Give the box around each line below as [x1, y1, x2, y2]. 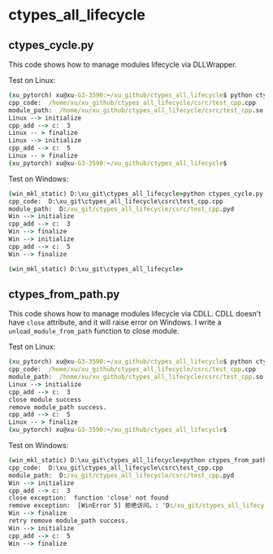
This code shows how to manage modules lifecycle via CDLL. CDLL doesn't [8, 309, 262, 319]
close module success [8, 395, 82, 404]
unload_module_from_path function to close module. [8, 326, 180, 336]
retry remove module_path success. [8, 517, 129, 526]
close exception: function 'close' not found [8, 494, 169, 502]
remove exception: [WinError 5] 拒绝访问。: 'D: [8, 502, 174, 510]
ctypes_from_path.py [8, 287, 120, 301]
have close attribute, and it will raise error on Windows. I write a [8, 317, 222, 327]
